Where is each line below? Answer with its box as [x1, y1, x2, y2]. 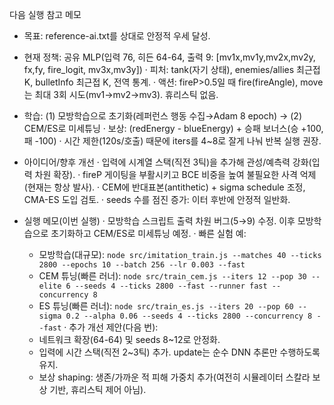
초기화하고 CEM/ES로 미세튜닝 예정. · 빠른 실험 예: [50, 228, 247, 239]
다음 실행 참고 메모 [9, 9, 82, 20]
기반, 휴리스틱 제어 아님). [49, 384, 147, 395]
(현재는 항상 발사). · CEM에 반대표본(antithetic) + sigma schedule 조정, [23, 181, 306, 193]
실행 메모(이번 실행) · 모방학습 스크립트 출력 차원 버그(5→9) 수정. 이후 [23, 215, 296, 227]
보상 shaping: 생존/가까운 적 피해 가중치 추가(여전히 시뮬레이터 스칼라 [38, 371, 311, 383]
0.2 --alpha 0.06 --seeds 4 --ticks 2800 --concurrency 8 [65, 311, 313, 321]
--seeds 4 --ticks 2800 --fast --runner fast [74, 281, 268, 291]
